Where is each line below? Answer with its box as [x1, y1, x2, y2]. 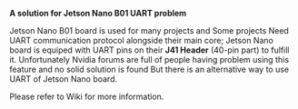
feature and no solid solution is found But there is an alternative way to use [9, 64, 289, 74]
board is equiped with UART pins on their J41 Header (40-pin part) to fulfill [9, 45, 290, 55]
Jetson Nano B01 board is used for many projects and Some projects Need [9, 25, 289, 35]
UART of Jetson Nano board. [9, 74, 118, 84]
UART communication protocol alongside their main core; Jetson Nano [9, 35, 274, 45]
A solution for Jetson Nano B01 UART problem [9, 8, 187, 18]
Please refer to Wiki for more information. [9, 91, 164, 102]
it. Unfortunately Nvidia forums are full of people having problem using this [9, 54, 289, 64]
